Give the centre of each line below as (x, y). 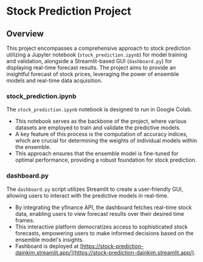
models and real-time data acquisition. (54, 81)
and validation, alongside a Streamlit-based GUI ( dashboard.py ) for (89, 61)
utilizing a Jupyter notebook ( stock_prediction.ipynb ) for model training (97, 55)
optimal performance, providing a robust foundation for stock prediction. (106, 160)
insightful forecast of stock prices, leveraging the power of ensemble (93, 74)
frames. (25, 220)
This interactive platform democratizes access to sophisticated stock (101, 227)
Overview (25, 34)
